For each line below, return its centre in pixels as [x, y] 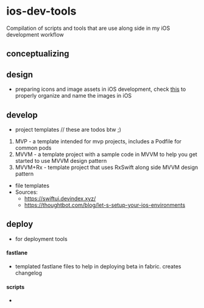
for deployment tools [41, 238]
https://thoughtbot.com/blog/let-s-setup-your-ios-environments [105, 205]
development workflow [35, 34]
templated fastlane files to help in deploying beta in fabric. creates [98, 266]
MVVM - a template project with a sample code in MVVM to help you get [106, 154]
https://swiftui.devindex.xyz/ [60, 198]
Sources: [26, 192]
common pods [33, 148]
